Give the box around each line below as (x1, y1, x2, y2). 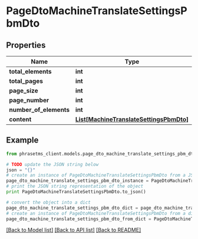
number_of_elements (9, 106, 70, 114)
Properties (6, 40, 46, 50)
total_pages (9, 77, 43, 85)
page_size (9, 87, 38, 95)
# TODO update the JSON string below (6, 161, 99, 167)
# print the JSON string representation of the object (6, 184, 144, 190)
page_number (9, 96, 49, 104)
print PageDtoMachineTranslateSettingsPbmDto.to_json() (6, 189, 146, 195)
